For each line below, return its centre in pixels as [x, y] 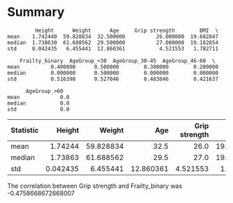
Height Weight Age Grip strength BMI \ [127, 30]
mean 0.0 [38, 97]
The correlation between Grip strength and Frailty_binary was [95, 186]
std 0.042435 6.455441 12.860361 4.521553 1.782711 [113, 48]
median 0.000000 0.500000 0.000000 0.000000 [113, 73]
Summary [36, 12]
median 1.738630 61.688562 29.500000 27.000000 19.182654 [113, 42]
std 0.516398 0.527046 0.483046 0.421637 [113, 79]
